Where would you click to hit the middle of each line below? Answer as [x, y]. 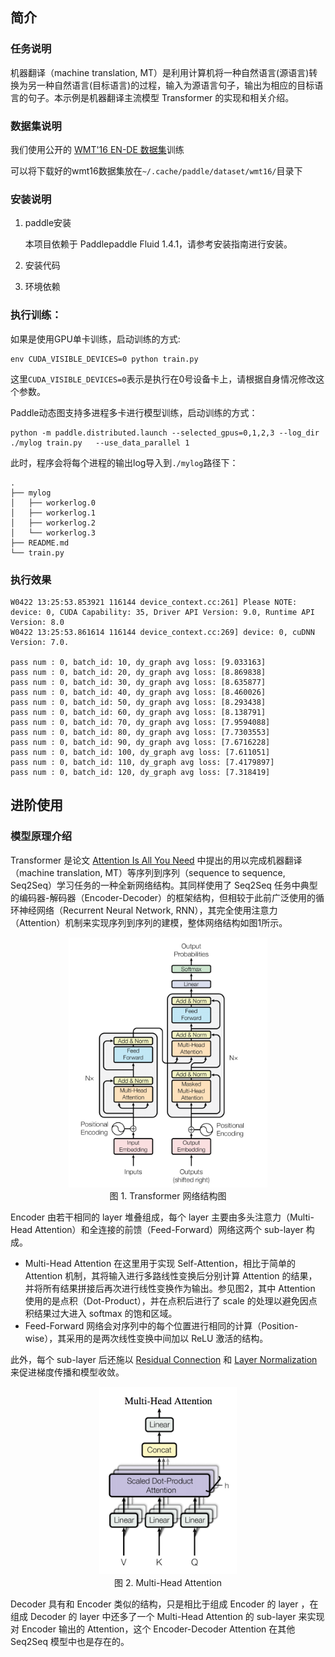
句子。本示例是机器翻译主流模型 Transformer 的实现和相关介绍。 [161, 97]
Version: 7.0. [40, 642]
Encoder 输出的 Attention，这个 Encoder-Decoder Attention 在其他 [158, 1629]
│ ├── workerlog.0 [53, 503]
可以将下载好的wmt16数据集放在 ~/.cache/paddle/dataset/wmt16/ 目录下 [156, 170]
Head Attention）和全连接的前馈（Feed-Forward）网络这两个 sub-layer [157, 1229]
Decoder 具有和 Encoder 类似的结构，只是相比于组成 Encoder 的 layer [154, 1604]
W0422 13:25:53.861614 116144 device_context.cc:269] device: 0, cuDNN [162, 632]
